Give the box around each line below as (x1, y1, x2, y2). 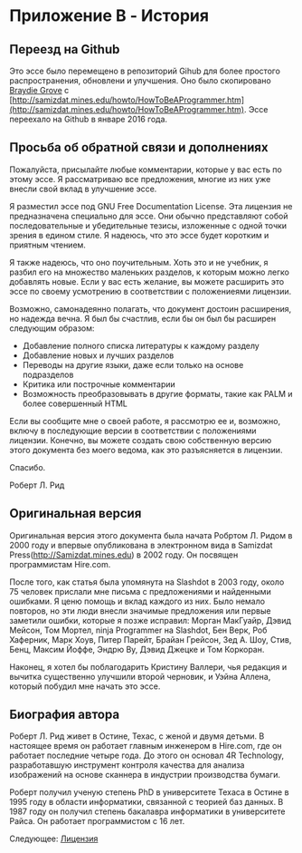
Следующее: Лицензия (9, 833, 99, 844)
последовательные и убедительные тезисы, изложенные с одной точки (9, 219, 288, 231)
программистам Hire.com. (9, 558, 111, 569)
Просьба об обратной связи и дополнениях (9, 140, 269, 155)
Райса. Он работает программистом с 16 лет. (9, 816, 185, 827)
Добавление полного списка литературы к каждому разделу (22, 340, 260, 351)
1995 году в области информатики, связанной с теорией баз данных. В (9, 797, 284, 808)
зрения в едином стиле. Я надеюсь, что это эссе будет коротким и (9, 229, 269, 240)
